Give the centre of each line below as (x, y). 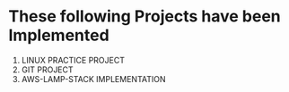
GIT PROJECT (47, 70)
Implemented (59, 35)
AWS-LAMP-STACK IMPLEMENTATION (94, 79)
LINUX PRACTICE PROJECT (73, 60)
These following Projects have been (144, 17)
